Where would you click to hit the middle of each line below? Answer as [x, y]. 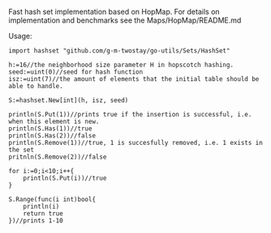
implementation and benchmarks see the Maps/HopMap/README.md [125, 20]
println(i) [41, 206]
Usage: [20, 36]
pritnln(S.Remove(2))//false [58, 157]
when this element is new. [54, 121]
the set [22, 150]
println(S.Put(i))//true [65, 178]
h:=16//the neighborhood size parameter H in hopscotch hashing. [121, 65]
